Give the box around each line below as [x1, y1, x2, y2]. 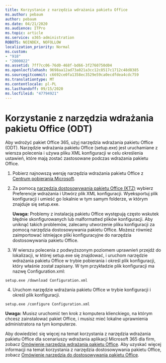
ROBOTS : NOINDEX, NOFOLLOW [5, 40, 61, 45]
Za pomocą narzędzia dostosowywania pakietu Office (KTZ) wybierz [12, 185, 153, 191]
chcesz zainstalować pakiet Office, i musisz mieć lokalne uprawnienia [5, 316, 148, 322]
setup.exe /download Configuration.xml [5, 278, 88, 283]
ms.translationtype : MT [5, 77, 55, 82]
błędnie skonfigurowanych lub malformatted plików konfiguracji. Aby [12, 216, 153, 222]
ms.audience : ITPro [5, 26, 46, 31]
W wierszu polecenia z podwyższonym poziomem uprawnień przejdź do [12, 247, 162, 253]
